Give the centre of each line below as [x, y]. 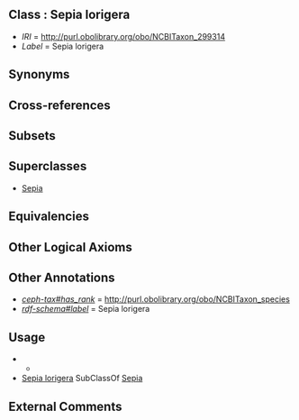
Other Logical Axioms [70, 247]
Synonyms [39, 74]
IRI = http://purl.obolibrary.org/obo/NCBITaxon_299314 [123, 36]
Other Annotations [62, 277]
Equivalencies [49, 217]
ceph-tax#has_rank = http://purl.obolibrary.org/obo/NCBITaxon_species [155, 299]
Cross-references [60, 105]
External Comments [65, 406]
